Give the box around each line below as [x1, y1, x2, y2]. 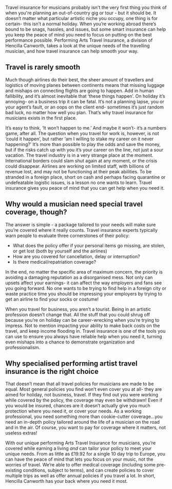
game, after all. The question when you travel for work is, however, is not [5, 130, 159, 136]
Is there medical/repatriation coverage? [12, 259, 97, 265]
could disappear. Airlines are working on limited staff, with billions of [5, 163, 150, 169]
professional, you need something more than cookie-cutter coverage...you [5, 413, 163, 420]
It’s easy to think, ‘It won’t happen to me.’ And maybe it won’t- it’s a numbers [5, 124, 167, 131]
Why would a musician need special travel [5, 200, 143, 209]
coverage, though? [5, 208, 68, 216]
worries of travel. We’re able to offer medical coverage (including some [5, 462, 156, 468]
